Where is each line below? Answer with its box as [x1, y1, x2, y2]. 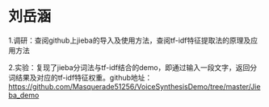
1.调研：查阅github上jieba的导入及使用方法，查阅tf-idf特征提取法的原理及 [8, 35, 251, 45]
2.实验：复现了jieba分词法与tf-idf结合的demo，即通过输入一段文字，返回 [8, 62, 250, 72]
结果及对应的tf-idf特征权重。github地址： [15, 72, 153, 82]
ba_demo [8, 90, 40, 100]
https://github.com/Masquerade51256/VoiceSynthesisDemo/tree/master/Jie [8, 81, 261, 91]
